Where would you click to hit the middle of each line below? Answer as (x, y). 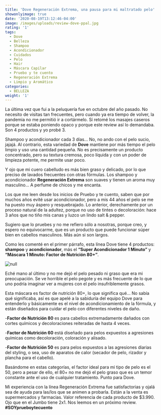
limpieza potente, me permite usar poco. (45, 160)
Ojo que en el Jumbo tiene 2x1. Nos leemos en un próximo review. (71, 402)
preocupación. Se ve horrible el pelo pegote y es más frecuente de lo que (79, 279)
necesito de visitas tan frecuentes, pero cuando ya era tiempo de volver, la (80, 114)
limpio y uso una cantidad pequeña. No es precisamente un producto (74, 150)
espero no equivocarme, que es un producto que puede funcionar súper (77, 230)
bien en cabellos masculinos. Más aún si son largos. (57, 235)
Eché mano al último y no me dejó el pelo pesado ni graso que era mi (74, 273)
